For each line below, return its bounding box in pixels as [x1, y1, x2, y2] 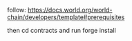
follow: [7, 6, 26, 14]
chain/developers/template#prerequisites [7, 13, 125, 21]
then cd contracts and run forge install [7, 27, 116, 34]
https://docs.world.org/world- [27, 6, 113, 14]
